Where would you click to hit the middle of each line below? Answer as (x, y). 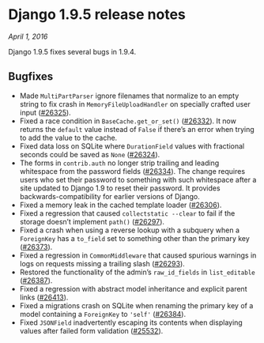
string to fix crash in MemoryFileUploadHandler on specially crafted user (135, 104)
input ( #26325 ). (45, 112)
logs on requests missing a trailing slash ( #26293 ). (102, 263)
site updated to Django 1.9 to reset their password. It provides (120, 188)
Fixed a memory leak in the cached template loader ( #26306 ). (121, 205)
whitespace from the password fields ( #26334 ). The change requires (132, 171)
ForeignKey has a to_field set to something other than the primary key (135, 238)
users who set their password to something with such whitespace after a (138, 179)
